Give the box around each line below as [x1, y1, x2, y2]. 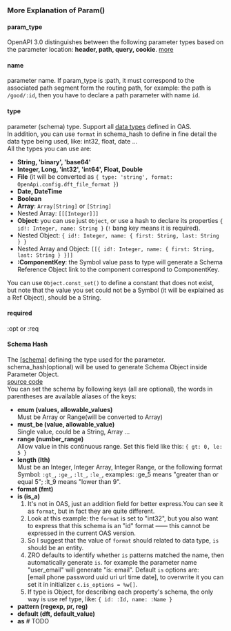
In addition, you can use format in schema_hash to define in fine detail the [7, 130, 217, 138]
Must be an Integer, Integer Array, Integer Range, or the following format [17, 463, 223, 471]
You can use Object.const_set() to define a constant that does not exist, [7, 278, 214, 287]
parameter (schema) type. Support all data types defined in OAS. [7, 122, 192, 130]
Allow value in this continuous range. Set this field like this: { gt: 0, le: [17, 442, 223, 450]
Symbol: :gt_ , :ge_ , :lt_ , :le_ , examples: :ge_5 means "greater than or [17, 470, 219, 478]
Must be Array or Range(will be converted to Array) [17, 413, 163, 421]
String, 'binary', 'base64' [17, 157, 91, 166]
